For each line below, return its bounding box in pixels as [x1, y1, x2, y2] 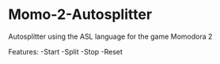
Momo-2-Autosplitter [8, 6, 153, 24]
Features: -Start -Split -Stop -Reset [8, 47, 123, 56]
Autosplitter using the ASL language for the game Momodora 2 [8, 32, 213, 41]
